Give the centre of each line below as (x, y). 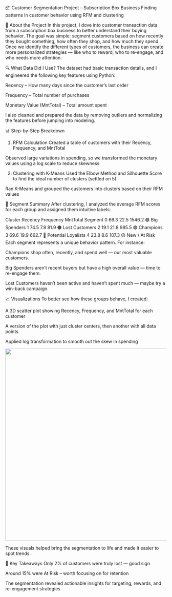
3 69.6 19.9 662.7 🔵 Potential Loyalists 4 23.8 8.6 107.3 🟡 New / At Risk (80, 235)
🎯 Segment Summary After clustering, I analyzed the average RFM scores (83, 204)
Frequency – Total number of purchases (47, 95)
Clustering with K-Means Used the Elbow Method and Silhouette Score (87, 173)
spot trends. (18, 553)
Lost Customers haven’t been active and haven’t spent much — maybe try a (85, 283)
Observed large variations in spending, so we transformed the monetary (81, 158)
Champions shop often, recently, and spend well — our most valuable (79, 252)
